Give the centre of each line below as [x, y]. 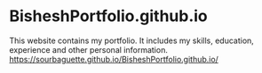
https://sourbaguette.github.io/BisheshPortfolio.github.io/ [114, 59]
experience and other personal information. [89, 49]
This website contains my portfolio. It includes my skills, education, [132, 40]
